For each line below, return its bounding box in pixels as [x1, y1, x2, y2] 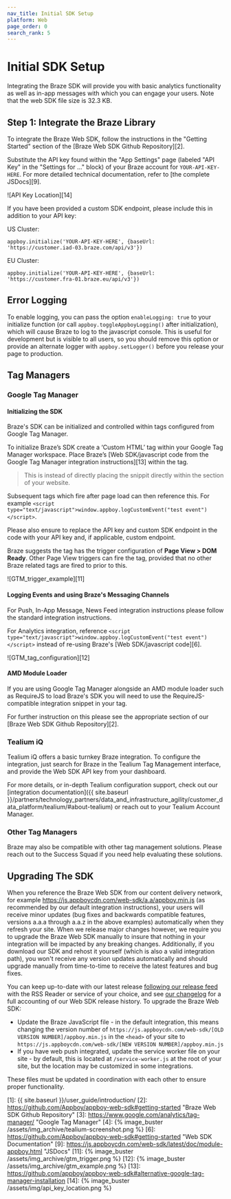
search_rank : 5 [7, 29, 51, 37]
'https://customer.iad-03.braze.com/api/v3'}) [7, 244, 143, 251]
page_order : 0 [7, 23, 48, 30]
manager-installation [7, 1177, 66, 1185]
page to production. [7, 349, 63, 357]
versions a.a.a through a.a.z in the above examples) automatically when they [7, 918, 224, 926]
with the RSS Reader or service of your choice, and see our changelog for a [7, 990, 221, 998]
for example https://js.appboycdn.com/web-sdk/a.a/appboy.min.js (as [7, 896, 206, 904]
